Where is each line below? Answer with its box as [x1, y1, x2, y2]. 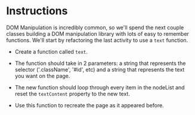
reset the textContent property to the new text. [14, 90, 130, 97]
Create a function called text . [14, 48, 88, 55]
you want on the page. [14, 72, 70, 79]
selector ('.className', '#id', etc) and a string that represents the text [14, 66, 185, 73]
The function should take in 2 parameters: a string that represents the [14, 60, 186, 67]
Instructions [6, 4, 68, 18]
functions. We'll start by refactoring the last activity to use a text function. [6, 36, 188, 43]
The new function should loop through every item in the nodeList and [14, 83, 185, 91]
